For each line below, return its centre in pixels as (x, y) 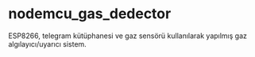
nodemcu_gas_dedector (90, 14)
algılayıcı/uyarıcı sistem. (48, 44)
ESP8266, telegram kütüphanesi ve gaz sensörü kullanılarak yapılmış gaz (128, 36)
